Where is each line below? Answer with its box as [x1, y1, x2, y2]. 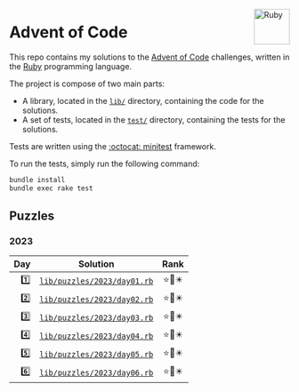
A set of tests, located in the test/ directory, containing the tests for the [21, 114, 286, 124]
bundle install [9, 175, 66, 184]
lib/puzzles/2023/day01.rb [39, 276, 154, 286]
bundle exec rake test [9, 183, 93, 193]
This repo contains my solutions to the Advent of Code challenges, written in [9, 52, 290, 62]
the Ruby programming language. [9, 60, 132, 71]
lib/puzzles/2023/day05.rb [39, 349, 154, 359]
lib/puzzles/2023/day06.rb [39, 367, 154, 378]
